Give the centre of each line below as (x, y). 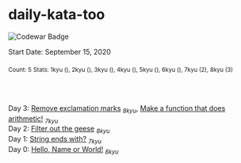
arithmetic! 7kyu (33, 119)
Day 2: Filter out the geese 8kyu (59, 130)
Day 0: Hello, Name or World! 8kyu (63, 150)
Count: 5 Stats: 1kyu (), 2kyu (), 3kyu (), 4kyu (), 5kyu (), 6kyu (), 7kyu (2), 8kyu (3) (121, 70)
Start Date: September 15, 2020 (59, 51)
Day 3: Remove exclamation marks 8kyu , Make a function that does (117, 109)
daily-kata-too (57, 15)
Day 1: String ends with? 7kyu (55, 140)
